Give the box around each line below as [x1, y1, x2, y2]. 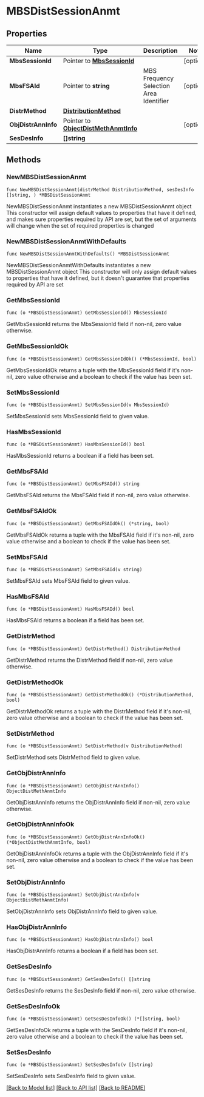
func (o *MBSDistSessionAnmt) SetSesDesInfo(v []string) [6, 1062, 154, 1068]
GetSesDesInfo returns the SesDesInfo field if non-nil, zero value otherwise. [6, 987, 196, 994]
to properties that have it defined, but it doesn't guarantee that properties [6, 274, 190, 282]
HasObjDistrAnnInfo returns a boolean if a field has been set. [6, 947, 158, 954]
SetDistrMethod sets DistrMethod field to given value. [6, 754, 141, 761]
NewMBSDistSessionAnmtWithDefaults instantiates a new [6, 261, 151, 268]
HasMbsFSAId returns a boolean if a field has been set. [6, 617, 144, 624]
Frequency [143, 74, 174, 83]
